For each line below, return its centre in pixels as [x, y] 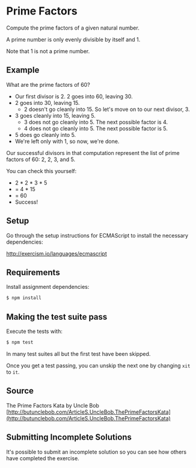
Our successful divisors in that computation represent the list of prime [93, 153]
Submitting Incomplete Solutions [69, 438]
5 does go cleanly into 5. [45, 134]
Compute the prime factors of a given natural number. [73, 28]
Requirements [33, 272]
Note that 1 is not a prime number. [48, 51]
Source [20, 391]
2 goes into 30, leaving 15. [47, 103]
